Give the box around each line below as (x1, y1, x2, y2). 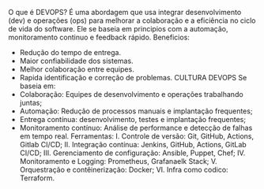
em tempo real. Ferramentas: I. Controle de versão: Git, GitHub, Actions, (19, 132, 255, 141)
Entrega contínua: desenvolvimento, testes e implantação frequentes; (19, 115, 247, 124)
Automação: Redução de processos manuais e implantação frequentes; (19, 106, 253, 116)
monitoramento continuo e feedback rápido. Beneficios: (8, 32, 190, 42)
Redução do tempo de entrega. (19, 48, 121, 57)
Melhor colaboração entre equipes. (19, 65, 134, 74)
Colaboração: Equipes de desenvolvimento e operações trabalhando (19, 90, 243, 98)
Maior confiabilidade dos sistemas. (19, 56, 134, 65)
